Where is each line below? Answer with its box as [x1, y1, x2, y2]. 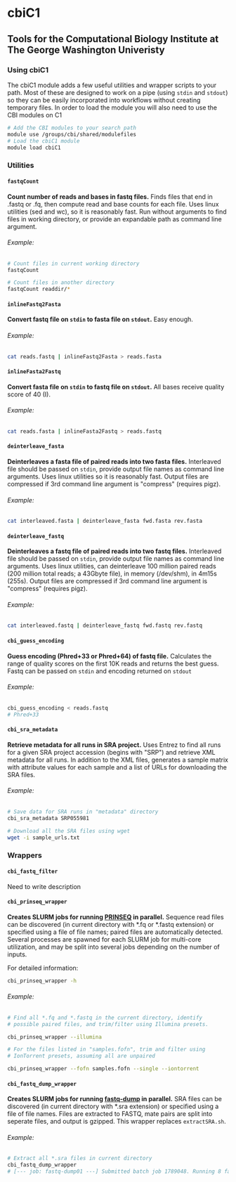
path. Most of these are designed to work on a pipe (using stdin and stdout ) [7, 88, 228, 96]
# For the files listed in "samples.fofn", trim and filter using [7, 1046, 206, 1053]
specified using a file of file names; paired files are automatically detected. [7, 928, 223, 936]
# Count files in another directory [7, 279, 114, 286]
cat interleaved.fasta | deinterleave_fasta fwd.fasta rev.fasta [7, 518, 202, 525]
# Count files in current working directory [7, 260, 140, 267]
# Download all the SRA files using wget [7, 827, 131, 834]
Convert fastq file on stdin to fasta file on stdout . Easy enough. [7, 315, 193, 324]
